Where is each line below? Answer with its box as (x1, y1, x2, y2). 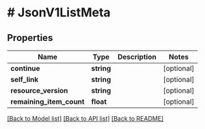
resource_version (10, 86, 68, 95)
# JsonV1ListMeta (7, 5, 111, 20)
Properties (7, 32, 53, 44)
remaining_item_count (10, 97, 85, 106)
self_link (10, 75, 39, 84)
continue (10, 63, 40, 73)
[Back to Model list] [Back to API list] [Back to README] (7, 115, 164, 122)
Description (117, 53, 157, 61)
